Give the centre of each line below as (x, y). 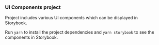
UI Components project (33, 7)
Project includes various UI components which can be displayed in (72, 18)
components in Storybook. (32, 37)
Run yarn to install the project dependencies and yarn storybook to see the (80, 32)
